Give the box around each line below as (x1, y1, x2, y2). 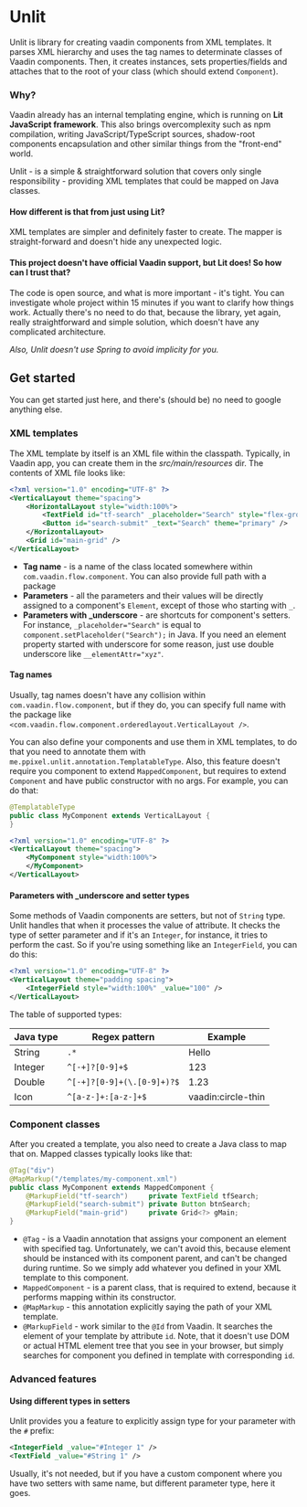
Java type (14, 1030, 58, 1043)
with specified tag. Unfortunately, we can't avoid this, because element (22, 1243, 291, 1254)
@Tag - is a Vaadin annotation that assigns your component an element (22, 1234, 287, 1245)
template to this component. (22, 1272, 130, 1283)
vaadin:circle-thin (188, 1090, 266, 1103)
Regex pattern (91, 1030, 155, 1043)
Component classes (9, 1118, 101, 1130)
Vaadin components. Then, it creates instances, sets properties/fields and (9, 56, 288, 67)
